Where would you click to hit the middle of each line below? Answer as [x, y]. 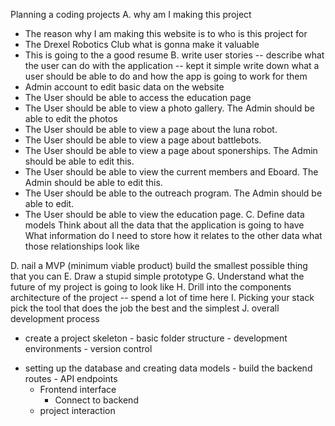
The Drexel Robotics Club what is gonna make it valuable [142, 44]
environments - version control [88, 348]
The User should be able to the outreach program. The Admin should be [173, 193]
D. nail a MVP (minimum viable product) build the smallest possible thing [159, 265]
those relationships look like [82, 246]
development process [55, 318]
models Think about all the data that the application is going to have [164, 225]
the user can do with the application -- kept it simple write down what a [172, 65]
